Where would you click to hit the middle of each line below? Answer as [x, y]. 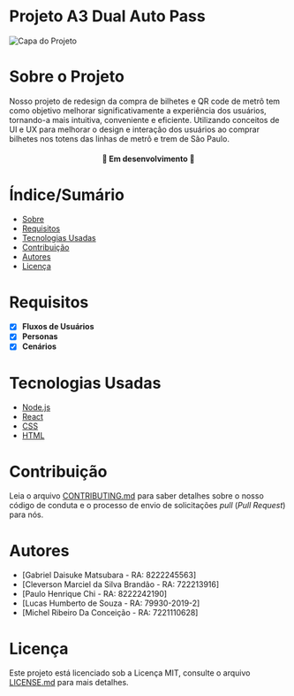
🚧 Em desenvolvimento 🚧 [148, 159]
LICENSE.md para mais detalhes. [69, 683]
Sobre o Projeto [67, 77]
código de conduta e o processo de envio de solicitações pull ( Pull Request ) [147, 506]
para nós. [26, 514]
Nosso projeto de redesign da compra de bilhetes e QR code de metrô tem [145, 101]
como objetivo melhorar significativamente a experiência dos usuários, [138, 110]
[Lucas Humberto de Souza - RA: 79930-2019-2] [111, 603]
